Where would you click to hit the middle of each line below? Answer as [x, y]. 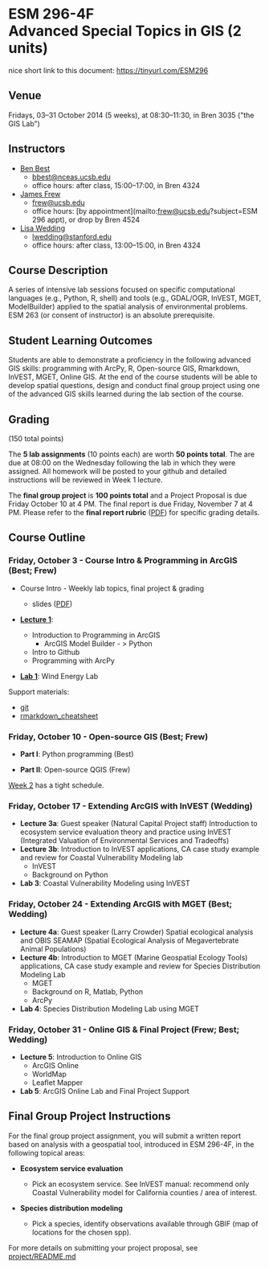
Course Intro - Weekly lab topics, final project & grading [112, 588]
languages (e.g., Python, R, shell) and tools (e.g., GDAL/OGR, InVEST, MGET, [135, 298]
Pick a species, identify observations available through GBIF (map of [145, 1223]
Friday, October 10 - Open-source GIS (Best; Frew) [108, 736]
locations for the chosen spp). [82, 1232]
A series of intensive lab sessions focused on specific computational [122, 289]
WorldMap [49, 1074]
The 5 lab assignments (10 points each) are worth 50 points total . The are [132, 454]
